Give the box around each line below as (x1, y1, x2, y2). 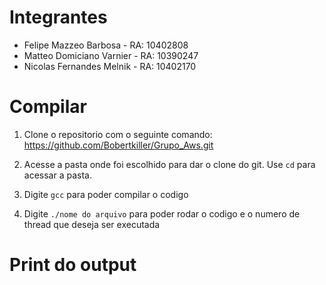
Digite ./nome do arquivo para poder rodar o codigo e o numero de (23, 207, 301, 220)
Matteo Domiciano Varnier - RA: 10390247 (23, 49, 199, 61)
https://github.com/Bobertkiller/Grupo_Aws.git (23, 139, 214, 151)
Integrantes (9, 6, 108, 29)
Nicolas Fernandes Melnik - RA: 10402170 (23, 60, 197, 72)
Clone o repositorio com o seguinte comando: (23, 128, 213, 140)
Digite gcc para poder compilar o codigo (23, 188, 189, 200)
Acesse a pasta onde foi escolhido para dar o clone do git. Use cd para (23, 158, 316, 170)
